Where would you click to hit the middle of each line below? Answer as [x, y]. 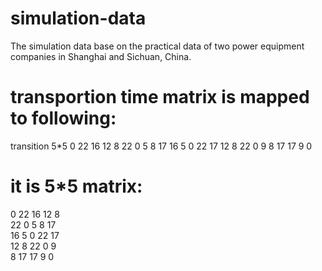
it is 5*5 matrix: [76, 186]
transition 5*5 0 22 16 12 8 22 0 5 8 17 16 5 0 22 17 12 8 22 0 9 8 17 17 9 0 [161, 146]
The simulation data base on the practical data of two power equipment [157, 46]
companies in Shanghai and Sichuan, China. [101, 56]
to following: [63, 118]
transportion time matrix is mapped [160, 97]
